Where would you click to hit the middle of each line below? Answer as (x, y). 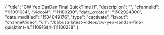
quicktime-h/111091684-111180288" (40, 27)
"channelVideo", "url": (27, 22)
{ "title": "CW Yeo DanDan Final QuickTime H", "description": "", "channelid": (82, 7)
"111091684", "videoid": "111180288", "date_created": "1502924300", (74, 12)
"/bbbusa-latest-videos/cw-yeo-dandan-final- (97, 22)
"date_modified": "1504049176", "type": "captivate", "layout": (67, 17)
